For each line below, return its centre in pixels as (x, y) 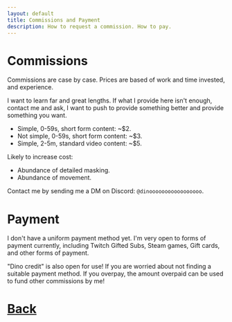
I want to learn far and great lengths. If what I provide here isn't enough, (110, 100)
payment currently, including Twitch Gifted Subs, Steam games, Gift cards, (114, 246)
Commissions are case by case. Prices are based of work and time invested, (116, 80)
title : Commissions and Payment (54, 20)
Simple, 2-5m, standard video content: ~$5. (79, 143)
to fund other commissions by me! (56, 281)
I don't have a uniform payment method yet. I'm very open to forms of (107, 238)
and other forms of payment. (48, 253)
